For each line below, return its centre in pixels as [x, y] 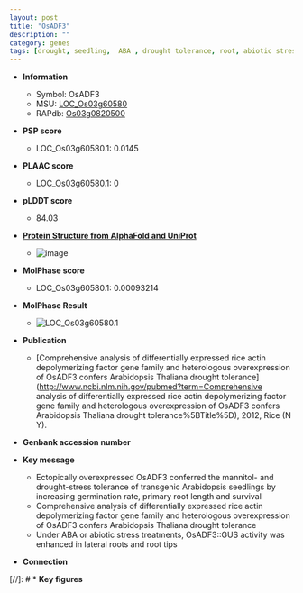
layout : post [34, 18]
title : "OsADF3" [40, 26]
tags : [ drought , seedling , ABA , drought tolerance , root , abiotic [141, 51]
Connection [45, 562]
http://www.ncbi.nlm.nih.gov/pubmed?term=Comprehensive [151, 387]
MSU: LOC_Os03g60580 [82, 104]
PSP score [42, 131]
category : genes [40, 43]
